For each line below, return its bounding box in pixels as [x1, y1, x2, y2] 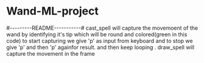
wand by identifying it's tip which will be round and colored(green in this [6, 30, 188, 38]
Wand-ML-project [6, 4, 99, 18]
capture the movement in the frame [6, 50, 96, 57]
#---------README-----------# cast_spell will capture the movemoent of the [6, 24, 199, 31]
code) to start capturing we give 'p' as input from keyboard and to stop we [6, 37, 193, 44]
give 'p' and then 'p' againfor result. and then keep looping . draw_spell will [6, 44, 195, 51]
